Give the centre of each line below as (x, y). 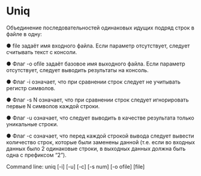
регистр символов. (31, 88)
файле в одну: (24, 34)
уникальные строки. (32, 124)
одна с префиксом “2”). (37, 155)
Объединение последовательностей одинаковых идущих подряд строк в (100, 28)
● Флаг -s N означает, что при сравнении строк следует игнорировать (97, 100)
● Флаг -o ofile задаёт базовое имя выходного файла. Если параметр (96, 64)
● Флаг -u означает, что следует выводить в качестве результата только (100, 118)
